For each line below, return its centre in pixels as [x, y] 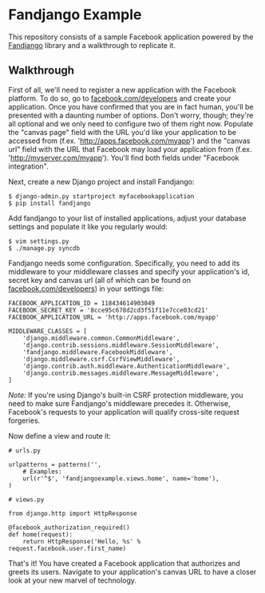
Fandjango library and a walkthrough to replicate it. [92, 45]
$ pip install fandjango [49, 203]
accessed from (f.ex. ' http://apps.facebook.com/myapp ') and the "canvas [129, 141]
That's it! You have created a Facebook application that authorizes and [125, 563]
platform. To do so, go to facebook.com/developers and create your [120, 98]
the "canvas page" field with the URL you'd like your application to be [123, 132]
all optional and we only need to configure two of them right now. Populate [131, 123]
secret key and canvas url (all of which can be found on [100, 280]
